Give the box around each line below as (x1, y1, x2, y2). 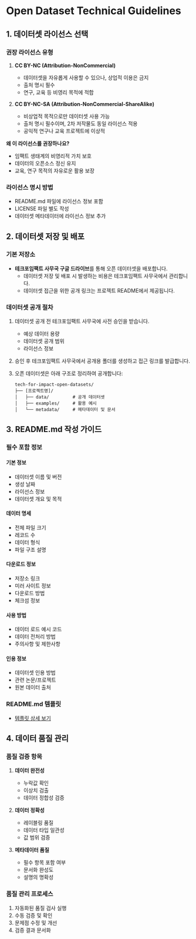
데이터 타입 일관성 (23, 827, 65, 834)
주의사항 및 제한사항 (14, 641, 60, 648)
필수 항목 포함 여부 (23, 859, 66, 866)
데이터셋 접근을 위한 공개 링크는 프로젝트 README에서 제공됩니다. (23, 287, 175, 294)
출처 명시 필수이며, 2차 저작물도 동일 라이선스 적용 (23, 120, 138, 127)
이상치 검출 (23, 787, 49, 794)
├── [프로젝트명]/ (14, 388, 54, 394)
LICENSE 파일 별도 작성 (14, 205, 69, 213)
